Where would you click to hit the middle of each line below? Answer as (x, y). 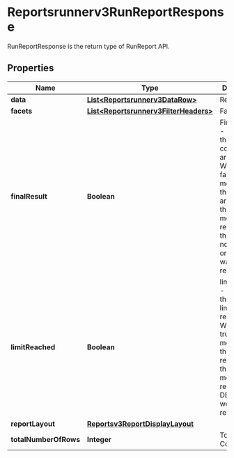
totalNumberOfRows (46, 439)
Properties (31, 68)
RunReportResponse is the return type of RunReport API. (88, 46)
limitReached (33, 347)
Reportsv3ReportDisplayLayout (140, 424)
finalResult (29, 196)
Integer (99, 439)
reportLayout (33, 424)
